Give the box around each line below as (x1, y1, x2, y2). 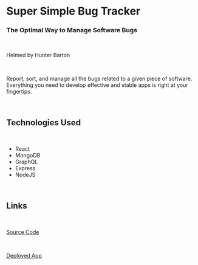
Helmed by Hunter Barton (6, 52, 70, 59)
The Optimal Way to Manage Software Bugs (6, 26, 138, 35)
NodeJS (15, 171, 36, 179)
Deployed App (6, 252, 43, 260)
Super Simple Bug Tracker (6, 4, 141, 18)
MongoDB (15, 152, 41, 159)
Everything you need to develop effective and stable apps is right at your (6, 81, 188, 89)
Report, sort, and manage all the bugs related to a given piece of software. (6, 75, 193, 83)
